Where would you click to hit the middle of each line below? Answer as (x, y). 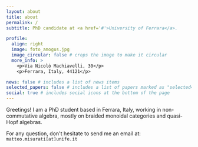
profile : (17, 39)
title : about (22, 17)
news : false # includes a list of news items (63, 82)
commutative (22, 116)
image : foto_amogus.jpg (40, 50)
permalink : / (22, 22)
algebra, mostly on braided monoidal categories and (103, 116)
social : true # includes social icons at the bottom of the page (88, 93)
